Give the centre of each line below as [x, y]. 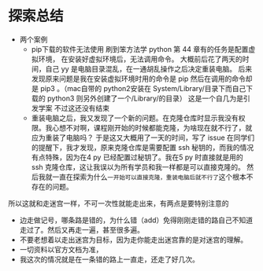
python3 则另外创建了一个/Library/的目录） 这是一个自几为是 [145, 98]
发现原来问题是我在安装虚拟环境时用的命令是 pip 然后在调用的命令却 [142, 79]
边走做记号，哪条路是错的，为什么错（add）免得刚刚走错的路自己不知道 [136, 220]
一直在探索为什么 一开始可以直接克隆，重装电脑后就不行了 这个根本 [149, 177]
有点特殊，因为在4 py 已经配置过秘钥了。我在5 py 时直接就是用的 [137, 157]
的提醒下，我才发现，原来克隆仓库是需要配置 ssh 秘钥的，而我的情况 [143, 147]
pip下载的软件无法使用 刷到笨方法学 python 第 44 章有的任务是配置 [140, 49]
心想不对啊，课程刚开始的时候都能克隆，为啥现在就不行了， [149, 127]
